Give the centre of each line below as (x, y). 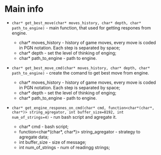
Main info (24, 9)
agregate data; (34, 137)
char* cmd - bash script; (44, 127)
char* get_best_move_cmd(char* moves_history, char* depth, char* (81, 68)
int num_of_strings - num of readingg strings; (65, 147)
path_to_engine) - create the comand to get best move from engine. (80, 73)
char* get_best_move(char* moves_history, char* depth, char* (76, 23)
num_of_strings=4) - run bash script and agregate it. (64, 117)
